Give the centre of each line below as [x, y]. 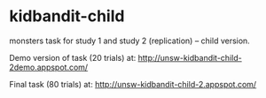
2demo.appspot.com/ [49, 67]
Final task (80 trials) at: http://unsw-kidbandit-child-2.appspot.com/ [133, 84]
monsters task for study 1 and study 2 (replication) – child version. [129, 41]
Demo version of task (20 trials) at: [73, 57]
